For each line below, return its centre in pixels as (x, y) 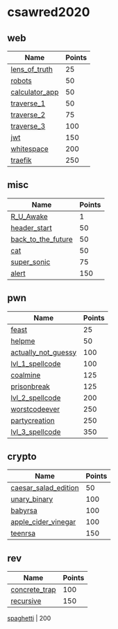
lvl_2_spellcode (36, 398)
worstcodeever (35, 409)
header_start (31, 228)
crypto (22, 457)
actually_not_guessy (44, 352)
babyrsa (24, 511)
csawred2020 (49, 12)
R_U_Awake (29, 216)
